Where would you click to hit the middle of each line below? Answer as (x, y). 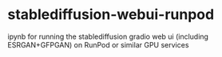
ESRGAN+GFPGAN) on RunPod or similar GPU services (98, 44)
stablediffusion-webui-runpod (111, 15)
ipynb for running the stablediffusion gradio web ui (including (108, 36)
